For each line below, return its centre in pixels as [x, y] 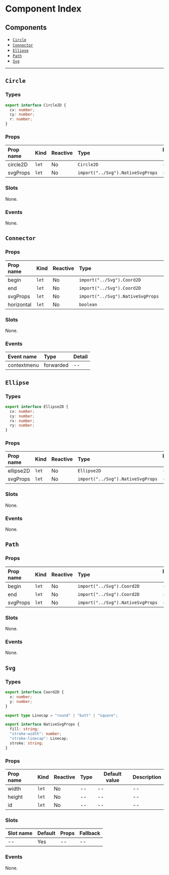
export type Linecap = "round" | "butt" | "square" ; [62, 715]
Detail [80, 357]
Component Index [43, 9]
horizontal [20, 304]
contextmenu [23, 365]
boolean [88, 304]
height [15, 797]
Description [147, 777]
